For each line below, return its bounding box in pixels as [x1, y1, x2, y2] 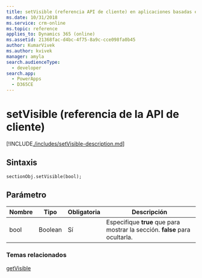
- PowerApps [11, 76, 42, 82]
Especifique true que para [106, 218, 180, 226]
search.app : [6, 70, 36, 76]
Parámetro [6, 190, 47, 200]
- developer [11, 64, 42, 71]
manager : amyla [6, 54, 44, 60]
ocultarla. [106, 233, 133, 241]
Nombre [9, 208, 33, 216]
